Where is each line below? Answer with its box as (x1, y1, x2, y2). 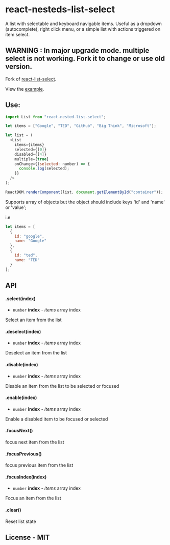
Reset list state (5, 518, 37, 525)
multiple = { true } (14, 156, 50, 162)
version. (5, 62, 32, 71)
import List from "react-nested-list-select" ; (5, 114, 106, 119)
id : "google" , (14, 234, 44, 239)
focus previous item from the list (5, 462, 74, 468)
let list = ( (5, 133, 33, 138)
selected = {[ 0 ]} (14, 147, 47, 152)
